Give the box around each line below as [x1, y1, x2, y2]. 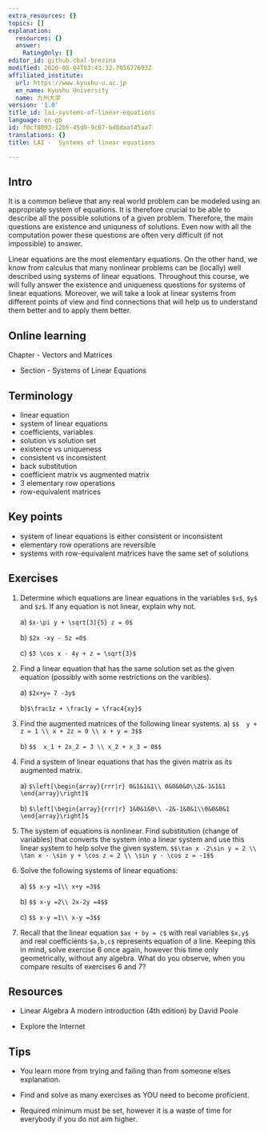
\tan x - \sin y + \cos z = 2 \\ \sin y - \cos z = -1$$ [19, 851, 214, 859]
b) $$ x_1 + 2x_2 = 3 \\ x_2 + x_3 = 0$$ [19, 741, 162, 750]
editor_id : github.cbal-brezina [8, 57, 116, 65]
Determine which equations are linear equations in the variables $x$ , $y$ [19, 592, 258, 602]
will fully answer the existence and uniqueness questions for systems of [8, 280, 246, 289]
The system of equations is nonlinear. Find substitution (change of [19, 826, 238, 835]
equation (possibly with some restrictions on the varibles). [19, 672, 212, 681]
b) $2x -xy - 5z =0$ [19, 633, 86, 642]
